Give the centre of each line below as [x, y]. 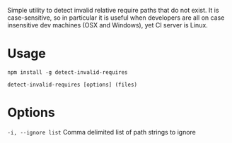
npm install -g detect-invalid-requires [68, 72]
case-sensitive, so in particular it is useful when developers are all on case [116, 18]
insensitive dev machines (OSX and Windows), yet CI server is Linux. [108, 25]
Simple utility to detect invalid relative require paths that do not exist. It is [113, 10]
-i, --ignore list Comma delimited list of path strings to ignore [102, 132]
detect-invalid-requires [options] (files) [72, 85]
